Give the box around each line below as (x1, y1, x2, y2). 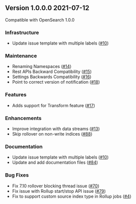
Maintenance (5, 52, 38, 59)
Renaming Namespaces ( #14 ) (12, 64, 72, 69)
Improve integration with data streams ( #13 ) (12, 126, 100, 132)
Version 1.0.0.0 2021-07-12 (5, 4, 89, 12)
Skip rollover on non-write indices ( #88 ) (12, 131, 93, 136)
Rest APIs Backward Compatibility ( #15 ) (12, 68, 92, 75)
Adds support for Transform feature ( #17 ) (12, 102, 96, 108)
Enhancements (5, 114, 42, 121)
